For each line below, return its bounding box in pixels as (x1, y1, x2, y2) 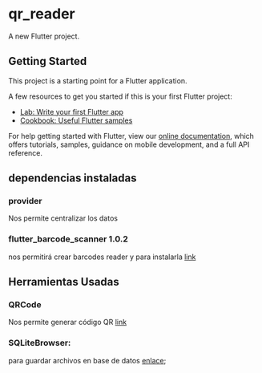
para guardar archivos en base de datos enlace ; (8, 355, 167, 365)
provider (8, 196, 42, 207)
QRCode (8, 299, 42, 310)
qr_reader (8, 5, 75, 23)
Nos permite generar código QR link (8, 318, 127, 327)
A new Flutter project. (8, 31, 80, 41)
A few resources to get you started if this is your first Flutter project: (8, 91, 232, 101)
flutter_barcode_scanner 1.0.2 (8, 233, 128, 245)
